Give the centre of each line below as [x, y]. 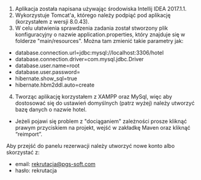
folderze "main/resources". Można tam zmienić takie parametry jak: [99, 41]
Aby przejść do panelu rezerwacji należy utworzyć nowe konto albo [91, 146]
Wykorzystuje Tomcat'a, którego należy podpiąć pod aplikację [93, 15]
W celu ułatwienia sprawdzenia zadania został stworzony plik [91, 28]
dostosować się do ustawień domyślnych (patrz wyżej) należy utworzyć [105, 103]
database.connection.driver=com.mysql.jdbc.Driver [79, 59]
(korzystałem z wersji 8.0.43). [52, 22]
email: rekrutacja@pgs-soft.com [55, 164]
